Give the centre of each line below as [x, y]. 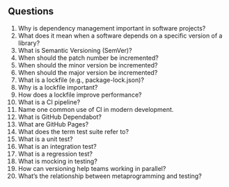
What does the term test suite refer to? [73, 131]
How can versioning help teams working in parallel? [92, 168]
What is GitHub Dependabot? [60, 117]
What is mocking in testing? [58, 161]
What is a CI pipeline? [49, 102]
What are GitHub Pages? [53, 124]
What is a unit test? [45, 139]
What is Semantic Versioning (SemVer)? [75, 50]
